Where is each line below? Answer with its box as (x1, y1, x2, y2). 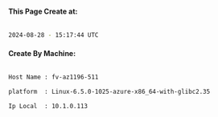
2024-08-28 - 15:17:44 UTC (8, 31, 99, 39)
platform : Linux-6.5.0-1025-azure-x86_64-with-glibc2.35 (8, 88, 211, 96)
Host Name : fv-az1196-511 (8, 73, 99, 82)
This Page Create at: (8, 6, 78, 16)
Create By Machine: (8, 48, 76, 58)
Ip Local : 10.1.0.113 (8, 103, 88, 111)
